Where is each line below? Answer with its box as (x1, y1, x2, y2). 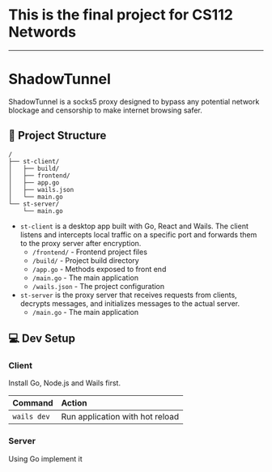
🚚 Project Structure (8, 129, 107, 142)
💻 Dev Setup (8, 332, 75, 346)
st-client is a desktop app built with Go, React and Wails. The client (19, 221, 249, 231)
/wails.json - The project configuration (32, 281, 165, 291)
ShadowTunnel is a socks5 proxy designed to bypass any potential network (8, 96, 260, 106)
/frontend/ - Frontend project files (32, 247, 148, 257)
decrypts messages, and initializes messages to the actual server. (19, 298, 240, 308)
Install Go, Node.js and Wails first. (8, 378, 121, 388)
